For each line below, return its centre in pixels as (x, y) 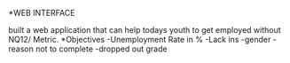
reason (21, 49)
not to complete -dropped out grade (102, 49)
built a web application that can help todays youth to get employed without (145, 30)
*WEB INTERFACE (42, 13)
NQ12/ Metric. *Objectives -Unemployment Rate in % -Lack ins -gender (140, 39)
